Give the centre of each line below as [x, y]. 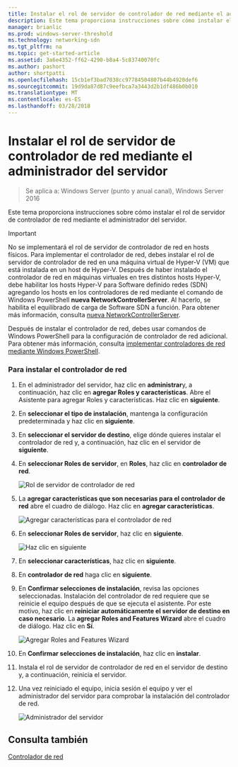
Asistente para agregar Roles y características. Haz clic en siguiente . [119, 400]
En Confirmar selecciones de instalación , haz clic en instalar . [109, 654]
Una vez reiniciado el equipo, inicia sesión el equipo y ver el [105, 688]
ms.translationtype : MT [43, 93]
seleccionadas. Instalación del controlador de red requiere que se [114, 596]
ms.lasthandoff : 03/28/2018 [49, 106]
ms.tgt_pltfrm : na [35, 47]
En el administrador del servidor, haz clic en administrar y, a [105, 385]
